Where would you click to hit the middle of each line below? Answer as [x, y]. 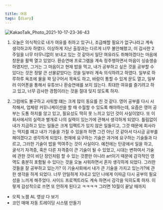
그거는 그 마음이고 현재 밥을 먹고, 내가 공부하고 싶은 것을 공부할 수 [92, 67]
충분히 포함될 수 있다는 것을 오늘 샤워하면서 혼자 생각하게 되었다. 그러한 [89, 162]
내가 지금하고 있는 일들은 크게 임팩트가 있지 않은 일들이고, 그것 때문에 [77, 125]
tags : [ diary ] [19, 18]
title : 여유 [16, 14]
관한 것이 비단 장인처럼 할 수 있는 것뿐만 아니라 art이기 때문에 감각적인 [83, 156]
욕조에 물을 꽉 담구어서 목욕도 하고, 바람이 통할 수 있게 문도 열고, [86, 79]
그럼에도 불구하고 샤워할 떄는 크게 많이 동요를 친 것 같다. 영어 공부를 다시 [81, 101]
